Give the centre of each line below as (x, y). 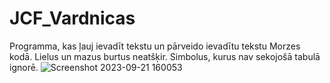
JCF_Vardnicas (72, 18)
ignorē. (24, 67)
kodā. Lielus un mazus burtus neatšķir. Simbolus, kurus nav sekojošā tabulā (165, 56)
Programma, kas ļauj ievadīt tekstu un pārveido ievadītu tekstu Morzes (155, 46)
